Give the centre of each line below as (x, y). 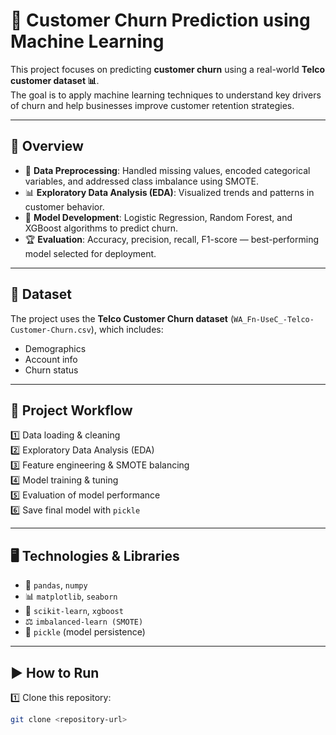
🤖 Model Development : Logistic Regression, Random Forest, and (158, 217)
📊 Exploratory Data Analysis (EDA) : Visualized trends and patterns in (169, 192)
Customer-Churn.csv (51, 330)
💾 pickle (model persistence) (85, 632)
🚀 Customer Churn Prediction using (160, 20)
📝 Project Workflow (71, 410)
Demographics (55, 348)
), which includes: (127, 329)
